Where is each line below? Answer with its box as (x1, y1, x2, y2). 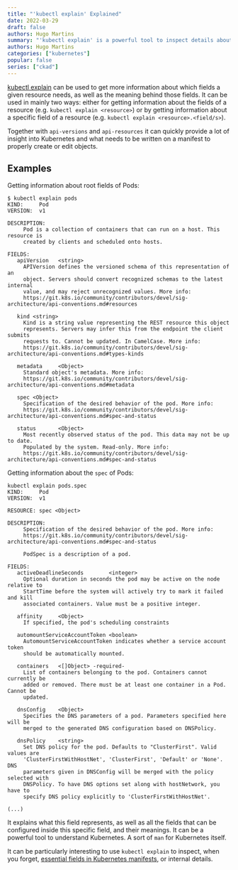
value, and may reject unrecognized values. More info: (23, 289, 192, 296)
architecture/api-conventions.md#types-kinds (7, 350, 144, 358)
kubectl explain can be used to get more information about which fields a (7, 82, 221, 91)
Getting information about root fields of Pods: (7, 181, 140, 190)
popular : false (7, 57, 52, 64)
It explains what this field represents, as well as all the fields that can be (7, 818, 217, 827)
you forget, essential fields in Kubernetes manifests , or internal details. (7, 854, 213, 864)
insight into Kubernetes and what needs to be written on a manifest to (7, 134, 211, 143)
